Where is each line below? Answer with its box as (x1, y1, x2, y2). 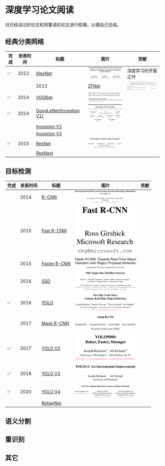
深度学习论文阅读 (5, 4, 75, 16)
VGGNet (36, 95, 53, 100)
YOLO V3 (41, 370, 60, 377)
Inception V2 (36, 124, 62, 130)
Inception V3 (36, 131, 62, 136)
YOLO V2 (41, 345, 60, 351)
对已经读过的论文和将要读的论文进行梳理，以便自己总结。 (5, 22, 121, 28)
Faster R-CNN (41, 261, 71, 266)
